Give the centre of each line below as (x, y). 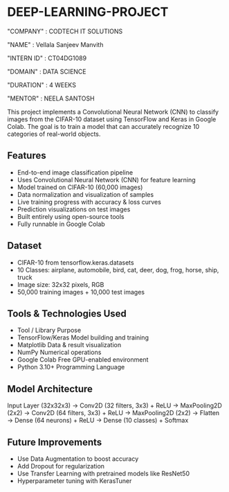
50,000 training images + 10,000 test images (81, 292)
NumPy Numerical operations (59, 352)
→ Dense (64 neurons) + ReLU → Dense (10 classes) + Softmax (98, 421)
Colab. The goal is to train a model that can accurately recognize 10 (103, 126)
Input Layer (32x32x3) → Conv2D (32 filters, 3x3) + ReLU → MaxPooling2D (115, 405)
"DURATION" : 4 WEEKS (42, 85)
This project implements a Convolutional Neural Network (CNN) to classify (113, 112)
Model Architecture (50, 389)
